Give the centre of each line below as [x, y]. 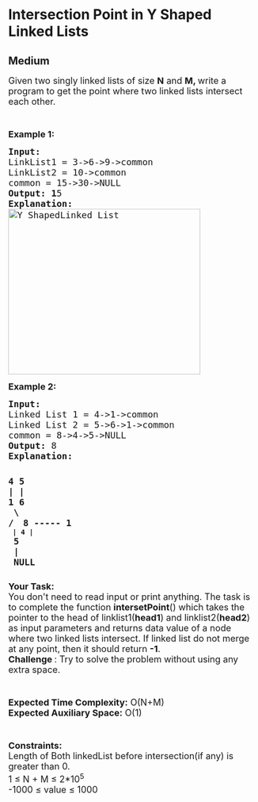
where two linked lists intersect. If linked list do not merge [129, 639]
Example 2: [32, 386]
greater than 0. [39, 766]
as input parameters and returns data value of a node [120, 628]
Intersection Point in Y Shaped [110, 15]
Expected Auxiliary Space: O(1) [75, 713]
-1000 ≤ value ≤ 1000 [53, 789]
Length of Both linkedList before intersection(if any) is [121, 756]
